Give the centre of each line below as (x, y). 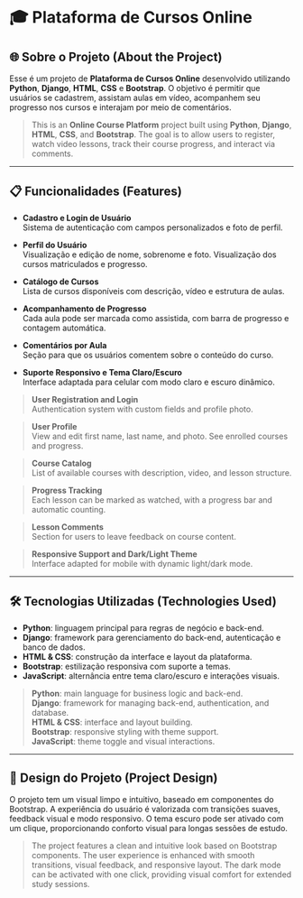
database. (50, 712)
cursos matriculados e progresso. (85, 264)
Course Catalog (61, 463)
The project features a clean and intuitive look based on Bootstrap (154, 846)
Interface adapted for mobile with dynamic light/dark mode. (142, 563)
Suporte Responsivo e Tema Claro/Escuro (102, 372)
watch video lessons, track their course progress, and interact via (153, 144)
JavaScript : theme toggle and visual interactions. (123, 741)
